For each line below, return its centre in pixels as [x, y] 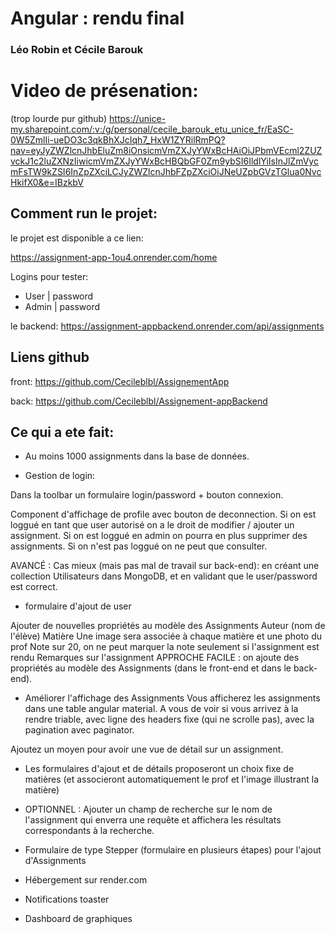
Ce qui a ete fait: [62, 432]
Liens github [50, 357]
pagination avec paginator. [79, 730]
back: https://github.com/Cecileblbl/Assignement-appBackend [139, 401]
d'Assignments [55, 861]
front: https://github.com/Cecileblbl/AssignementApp [120, 381]
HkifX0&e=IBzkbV [47, 183]
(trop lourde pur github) [59, 119]
